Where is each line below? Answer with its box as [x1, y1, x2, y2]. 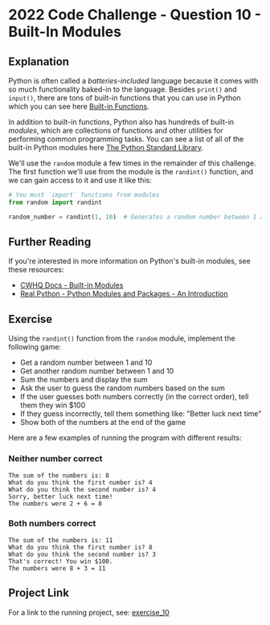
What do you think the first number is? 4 [8, 478, 153, 487]
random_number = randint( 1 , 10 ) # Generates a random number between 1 [8, 213, 257, 221]
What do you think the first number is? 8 [8, 543, 153, 551]
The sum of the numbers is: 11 [8, 536, 113, 544]
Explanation [8, 55, 70, 68]
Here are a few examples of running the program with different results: [8, 433, 242, 443]
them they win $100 [19, 400, 86, 411]
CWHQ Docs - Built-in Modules [19, 280, 124, 290]
